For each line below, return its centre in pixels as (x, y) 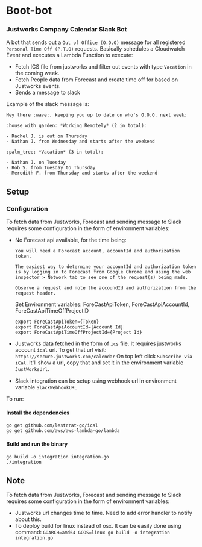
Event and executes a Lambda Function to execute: (70, 55)
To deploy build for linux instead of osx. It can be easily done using (98, 526)
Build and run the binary (37, 444)
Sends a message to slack (47, 92)
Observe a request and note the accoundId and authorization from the (106, 288)
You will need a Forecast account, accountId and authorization (97, 251)
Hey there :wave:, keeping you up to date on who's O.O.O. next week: (97, 115)
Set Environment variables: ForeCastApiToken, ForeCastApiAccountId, (102, 304)
